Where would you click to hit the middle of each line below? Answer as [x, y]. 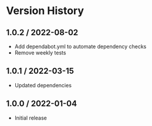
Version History [45, 11]
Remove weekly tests [40, 53]
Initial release [31, 118]
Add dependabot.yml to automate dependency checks [80, 46]
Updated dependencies [43, 85]
